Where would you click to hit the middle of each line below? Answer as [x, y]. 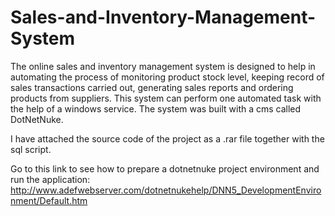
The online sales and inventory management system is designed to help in [163, 66]
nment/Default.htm [49, 200]
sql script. [31, 149]
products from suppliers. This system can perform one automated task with [166, 98]
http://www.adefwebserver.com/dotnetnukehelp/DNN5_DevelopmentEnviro [166, 190]
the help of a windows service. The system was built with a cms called [156, 108]
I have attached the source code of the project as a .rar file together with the [167, 138]
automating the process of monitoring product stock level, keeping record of [167, 77]
